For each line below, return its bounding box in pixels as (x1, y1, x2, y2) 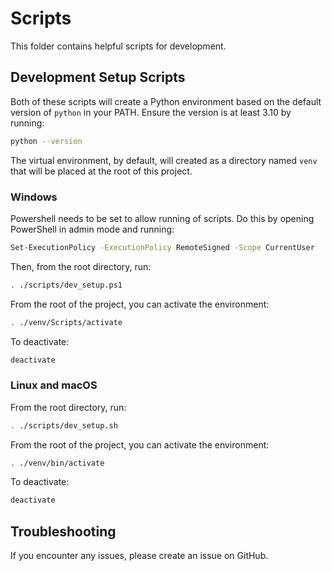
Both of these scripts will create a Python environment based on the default (10, 95, 322, 107)
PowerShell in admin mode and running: (10, 223, 175, 235)
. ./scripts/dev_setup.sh (10, 420, 118, 431)
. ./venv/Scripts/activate (10, 317, 123, 327)
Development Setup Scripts (10, 69, 186, 86)
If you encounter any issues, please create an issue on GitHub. (10, 550, 269, 562)
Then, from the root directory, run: (10, 260, 152, 272)
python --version (10, 136, 83, 146)
